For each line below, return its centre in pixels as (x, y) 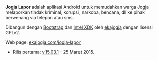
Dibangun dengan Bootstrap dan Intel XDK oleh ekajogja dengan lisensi (79, 27)
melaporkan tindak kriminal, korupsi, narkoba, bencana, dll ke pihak (75, 12)
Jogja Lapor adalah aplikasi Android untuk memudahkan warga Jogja (77, 7)
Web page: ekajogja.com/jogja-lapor (43, 42)
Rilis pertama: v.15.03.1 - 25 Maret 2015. (53, 52)
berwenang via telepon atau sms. (40, 18)
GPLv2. (13, 33)
